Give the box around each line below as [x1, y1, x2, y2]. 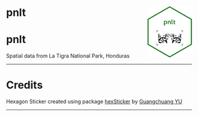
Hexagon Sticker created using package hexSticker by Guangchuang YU [6, 98, 183, 105]
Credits [6, 78, 43, 92]
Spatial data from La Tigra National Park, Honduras [6, 52, 130, 59]
